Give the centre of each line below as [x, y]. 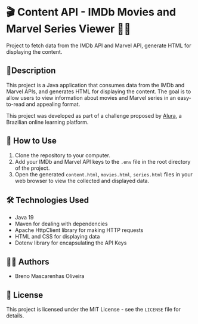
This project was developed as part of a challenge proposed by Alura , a [94, 115]
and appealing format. [53, 104]
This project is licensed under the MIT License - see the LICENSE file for [93, 309]
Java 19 [24, 218]
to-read [16, 104]
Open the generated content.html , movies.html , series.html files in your [103, 174]
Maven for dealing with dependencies [61, 224]
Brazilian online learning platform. [47, 122]
